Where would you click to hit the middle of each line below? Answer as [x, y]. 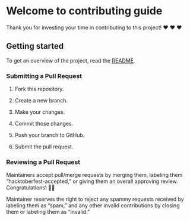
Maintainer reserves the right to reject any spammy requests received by [95, 199]
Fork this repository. [39, 89]
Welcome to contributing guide [84, 11]
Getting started [35, 46]
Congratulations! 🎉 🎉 [31, 188]
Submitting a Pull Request [44, 76]
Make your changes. [40, 112]
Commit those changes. [44, 124]
